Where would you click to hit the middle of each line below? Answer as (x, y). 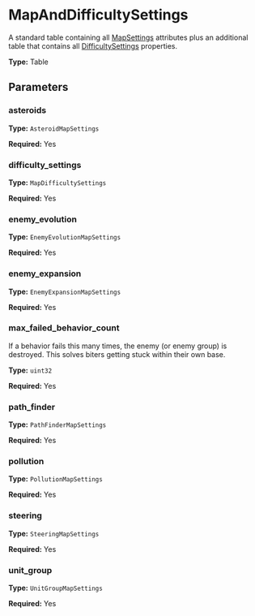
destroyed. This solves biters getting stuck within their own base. (117, 354)
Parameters (38, 87)
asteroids (28, 110)
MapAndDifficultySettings (98, 15)
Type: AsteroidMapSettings (54, 128)
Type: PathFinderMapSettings (57, 424)
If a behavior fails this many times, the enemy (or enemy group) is (118, 346)
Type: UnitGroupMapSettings (55, 588)
